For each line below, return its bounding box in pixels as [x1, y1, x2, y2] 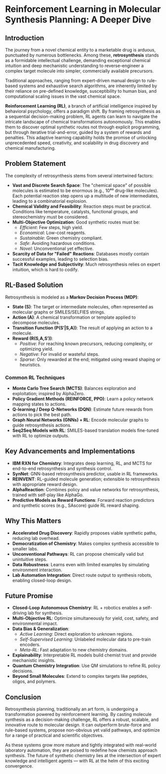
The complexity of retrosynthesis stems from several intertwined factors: [5, 173, 154, 179]
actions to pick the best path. [12, 412, 72, 417]
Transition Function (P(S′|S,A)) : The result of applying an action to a [12, 325, 153, 331]
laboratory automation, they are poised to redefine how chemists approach [5, 747, 158, 753]
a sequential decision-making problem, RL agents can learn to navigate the [5, 114, 158, 119]
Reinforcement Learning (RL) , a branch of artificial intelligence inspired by [5, 103, 157, 109]
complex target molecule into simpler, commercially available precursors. [5, 68, 154, 74]
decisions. [12, 668, 34, 674]
